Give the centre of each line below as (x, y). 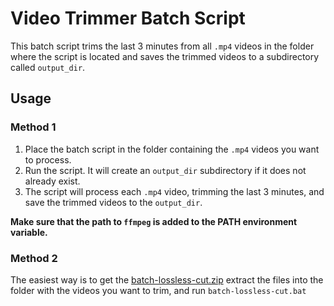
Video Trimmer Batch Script (128, 18)
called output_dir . (48, 67)
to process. (48, 159)
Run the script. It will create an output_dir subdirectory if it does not (165, 170)
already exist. (52, 181)
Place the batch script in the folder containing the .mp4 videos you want (172, 149)
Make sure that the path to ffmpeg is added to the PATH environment (154, 221)
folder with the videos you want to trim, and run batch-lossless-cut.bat (158, 290)
